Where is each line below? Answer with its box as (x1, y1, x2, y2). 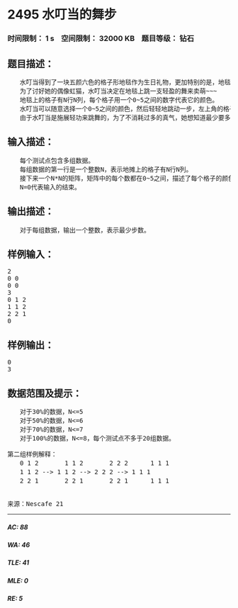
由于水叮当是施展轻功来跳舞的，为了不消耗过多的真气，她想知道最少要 (19, 113, 225, 121)
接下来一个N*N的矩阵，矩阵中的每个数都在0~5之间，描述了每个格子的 (19, 174, 222, 182)
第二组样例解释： (7, 450, 57, 458)
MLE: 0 (7, 576, 28, 585)
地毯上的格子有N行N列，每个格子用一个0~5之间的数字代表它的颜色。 (19, 96, 219, 103)
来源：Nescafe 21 (7, 500, 64, 507)
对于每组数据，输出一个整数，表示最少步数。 (19, 226, 150, 234)
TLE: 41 (7, 558, 30, 567)
